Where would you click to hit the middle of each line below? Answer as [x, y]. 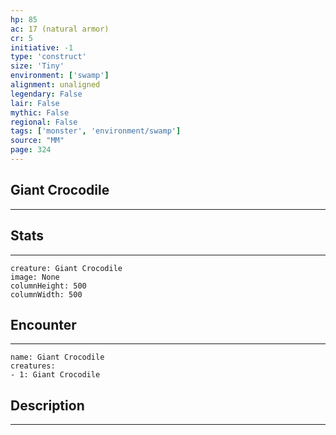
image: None [35, 277]
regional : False [44, 122]
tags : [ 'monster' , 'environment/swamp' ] [96, 131]
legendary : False [46, 94]
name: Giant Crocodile [57, 357]
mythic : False [40, 112]
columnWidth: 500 [46, 294]
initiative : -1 [42, 47]
